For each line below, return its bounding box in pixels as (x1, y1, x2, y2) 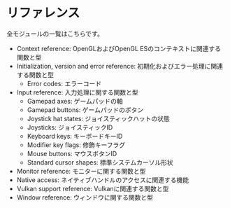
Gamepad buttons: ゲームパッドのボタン (27, 105, 144, 114)
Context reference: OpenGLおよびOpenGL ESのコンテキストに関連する (16, 44, 222, 53)
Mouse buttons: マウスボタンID (27, 149, 117, 158)
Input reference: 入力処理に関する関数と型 (16, 88, 138, 97)
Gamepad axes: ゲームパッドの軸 (27, 97, 123, 105)
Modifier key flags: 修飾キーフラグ (27, 140, 126, 149)
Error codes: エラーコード (27, 79, 102, 88)
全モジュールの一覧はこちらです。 (6, 29, 104, 38)
